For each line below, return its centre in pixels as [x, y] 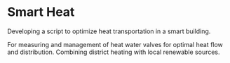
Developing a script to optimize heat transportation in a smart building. [109, 31]
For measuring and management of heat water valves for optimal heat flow [115, 44]
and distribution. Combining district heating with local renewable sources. [114, 52]
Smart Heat [41, 12]
